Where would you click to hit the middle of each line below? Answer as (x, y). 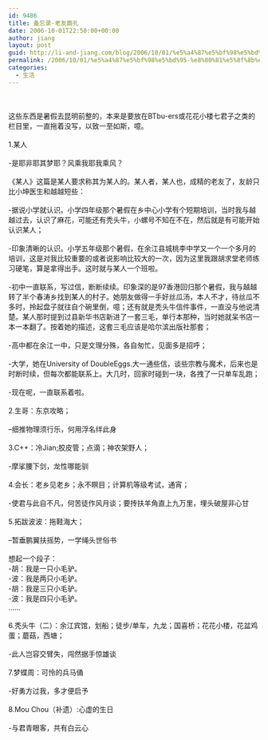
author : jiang (32, 38)
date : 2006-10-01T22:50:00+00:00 (64, 30)
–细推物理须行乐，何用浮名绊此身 (63, 429)
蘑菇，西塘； (43, 635)
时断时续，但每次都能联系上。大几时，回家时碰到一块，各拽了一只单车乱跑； (134, 373)
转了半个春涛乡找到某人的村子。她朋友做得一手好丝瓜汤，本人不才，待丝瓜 (130, 296)
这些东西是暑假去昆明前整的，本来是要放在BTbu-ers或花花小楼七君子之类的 (132, 116)
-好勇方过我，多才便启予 (49, 690)
